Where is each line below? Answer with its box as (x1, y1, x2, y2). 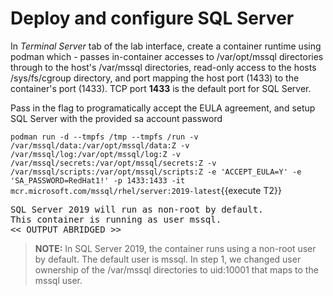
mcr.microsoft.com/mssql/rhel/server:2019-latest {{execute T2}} (10, 184, 282, 196)
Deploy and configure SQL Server (10, 7, 295, 30)
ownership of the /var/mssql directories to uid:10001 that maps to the (34, 263, 319, 276)
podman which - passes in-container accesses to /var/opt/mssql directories (10, 50, 324, 62)
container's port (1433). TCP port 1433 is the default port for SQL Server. (10, 82, 312, 94)
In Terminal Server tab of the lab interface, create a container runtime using (10, 40, 322, 52)
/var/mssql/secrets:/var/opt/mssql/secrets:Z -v (10, 158, 217, 168)
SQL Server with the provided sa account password (10, 112, 223, 124)
